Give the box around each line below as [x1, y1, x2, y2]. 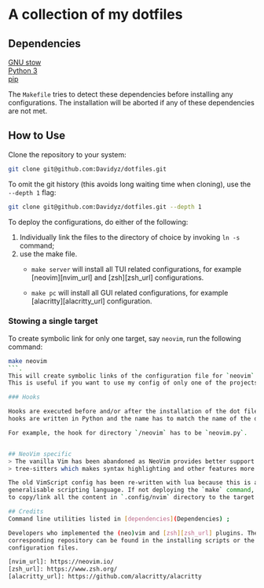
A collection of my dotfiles [8, 6, 183, 24]
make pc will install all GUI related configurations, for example [31, 288, 229, 297]
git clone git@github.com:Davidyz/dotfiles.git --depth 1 [8, 203, 202, 211]
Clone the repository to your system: [8, 149, 127, 159]
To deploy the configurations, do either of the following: [8, 217, 189, 226]
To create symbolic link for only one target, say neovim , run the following [8, 333, 242, 343]
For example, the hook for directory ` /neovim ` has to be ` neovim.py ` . [8, 428, 247, 437]
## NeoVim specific [8, 450, 72, 458]
